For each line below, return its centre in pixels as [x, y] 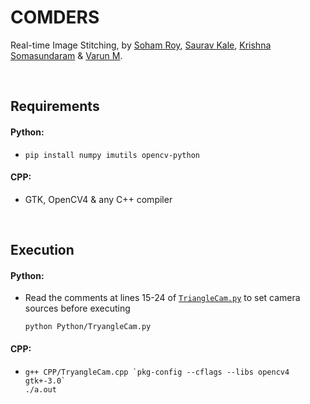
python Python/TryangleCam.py [88, 327]
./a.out [40, 389]
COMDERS [55, 17]
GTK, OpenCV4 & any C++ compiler [98, 199]
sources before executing [77, 308]
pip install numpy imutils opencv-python [112, 155]
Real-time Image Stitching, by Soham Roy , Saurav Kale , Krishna [141, 45]
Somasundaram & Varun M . [66, 55]
